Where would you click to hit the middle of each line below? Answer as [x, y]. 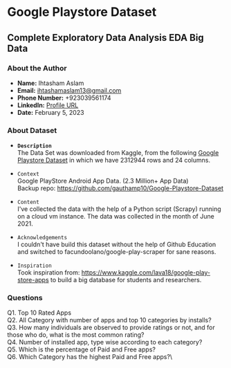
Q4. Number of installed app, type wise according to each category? [105, 342]
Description [34, 146]
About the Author [37, 68]
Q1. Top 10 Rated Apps [39, 313]
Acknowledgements [42, 238]
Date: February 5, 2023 [50, 112]
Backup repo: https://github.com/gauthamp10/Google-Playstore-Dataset [120, 188]
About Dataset [32, 130]
